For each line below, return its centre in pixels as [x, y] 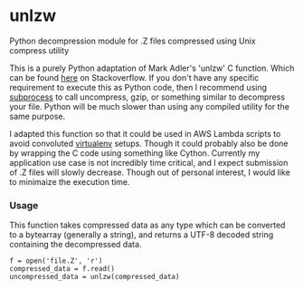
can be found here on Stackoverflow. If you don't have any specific [134, 77]
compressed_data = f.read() [62, 269]
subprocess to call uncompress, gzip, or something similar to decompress [147, 97]
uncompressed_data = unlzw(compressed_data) [95, 277]
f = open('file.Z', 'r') [56, 261]
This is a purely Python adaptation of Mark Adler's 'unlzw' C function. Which [152, 68]
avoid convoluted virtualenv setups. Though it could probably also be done [149, 143]
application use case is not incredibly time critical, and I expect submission [149, 162]
